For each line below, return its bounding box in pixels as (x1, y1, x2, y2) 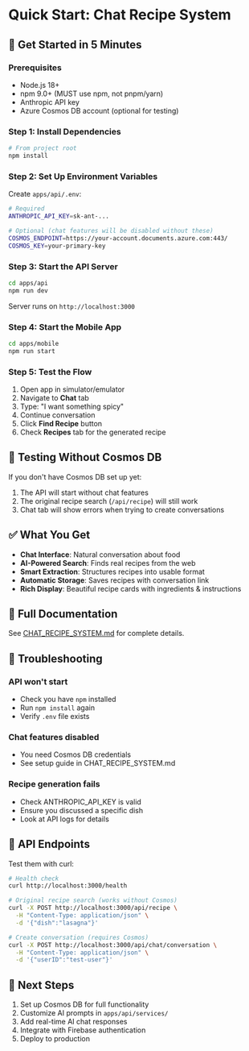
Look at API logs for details (19, 814, 110, 824)
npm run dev (8, 286, 48, 295)
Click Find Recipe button (19, 418, 103, 428)
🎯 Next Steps (8, 978, 75, 992)
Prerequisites (8, 62, 62, 73)
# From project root (8, 144, 78, 152)
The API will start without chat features (19, 488, 149, 497)
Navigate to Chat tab (19, 393, 90, 402)
